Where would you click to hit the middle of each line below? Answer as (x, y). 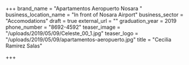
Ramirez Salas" (24, 46)
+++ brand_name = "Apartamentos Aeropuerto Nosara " (74, 8)
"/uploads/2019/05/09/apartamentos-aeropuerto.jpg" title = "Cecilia (89, 40)
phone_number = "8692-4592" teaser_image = (63, 27)
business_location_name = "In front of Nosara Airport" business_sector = (94, 15)
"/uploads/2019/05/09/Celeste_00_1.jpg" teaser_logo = (72, 33)
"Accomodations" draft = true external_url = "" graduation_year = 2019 (91, 21)
